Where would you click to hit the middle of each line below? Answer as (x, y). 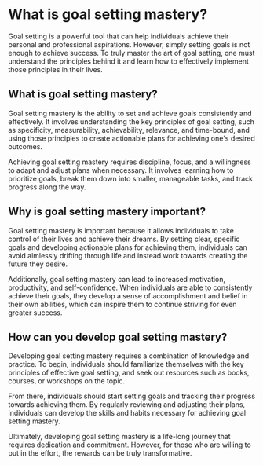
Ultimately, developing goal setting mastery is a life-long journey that (119, 437)
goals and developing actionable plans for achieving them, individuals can (128, 247)
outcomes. (26, 146)
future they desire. (38, 264)
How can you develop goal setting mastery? (118, 337)
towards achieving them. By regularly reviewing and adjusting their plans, (127, 405)
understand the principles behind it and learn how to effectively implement (129, 61)
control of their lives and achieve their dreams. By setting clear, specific (124, 239)
